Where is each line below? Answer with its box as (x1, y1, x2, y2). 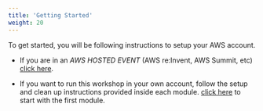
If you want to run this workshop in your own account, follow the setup (19, 79, 249, 88)
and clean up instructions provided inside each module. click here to (19, 87, 241, 96)
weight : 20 (8, 19, 44, 27)
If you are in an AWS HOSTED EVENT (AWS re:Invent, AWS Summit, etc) (19, 55, 253, 65)
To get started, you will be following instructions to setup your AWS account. (8, 40, 256, 49)
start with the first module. (19, 95, 106, 105)
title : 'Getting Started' (8, 11, 93, 20)
